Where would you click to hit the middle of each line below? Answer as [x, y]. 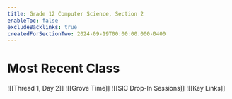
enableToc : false [33, 21]
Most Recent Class [64, 69]
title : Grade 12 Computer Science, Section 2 [75, 14]
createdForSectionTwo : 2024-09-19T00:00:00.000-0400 [87, 34]
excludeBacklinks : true [42, 27]
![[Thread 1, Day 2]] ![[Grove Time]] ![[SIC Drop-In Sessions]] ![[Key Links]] [116, 88]
